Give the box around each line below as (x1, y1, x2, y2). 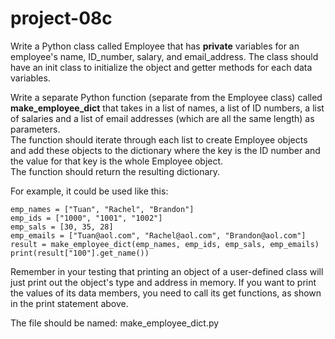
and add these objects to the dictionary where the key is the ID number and (10, 144, 321, 156)
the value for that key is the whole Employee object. (10, 155, 224, 167)
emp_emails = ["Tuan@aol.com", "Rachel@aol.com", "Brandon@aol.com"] (10, 230, 307, 241)
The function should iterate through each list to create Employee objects (10, 133, 308, 146)
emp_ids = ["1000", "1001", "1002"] (10, 213, 163, 223)
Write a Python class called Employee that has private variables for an (10, 40, 300, 52)
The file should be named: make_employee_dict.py (10, 317, 220, 329)
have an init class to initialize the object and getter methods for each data (10, 61, 313, 73)
